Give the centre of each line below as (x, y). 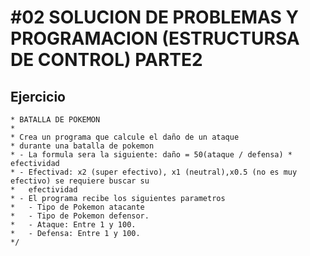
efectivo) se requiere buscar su (80, 181)
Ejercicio (38, 96)
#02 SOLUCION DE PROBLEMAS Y (155, 17)
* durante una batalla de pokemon (82, 146)
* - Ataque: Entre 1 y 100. (73, 225)
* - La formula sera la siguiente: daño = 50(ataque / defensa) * (151, 155)
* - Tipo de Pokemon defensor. (80, 216)
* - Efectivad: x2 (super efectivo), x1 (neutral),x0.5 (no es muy (154, 172)
